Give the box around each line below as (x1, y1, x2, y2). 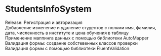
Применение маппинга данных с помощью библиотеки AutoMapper (5, 35, 149, 41)
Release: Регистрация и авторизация (5, 19, 83, 25)
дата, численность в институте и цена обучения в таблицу (5, 30, 129, 36)
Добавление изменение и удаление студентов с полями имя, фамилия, (5, 24, 157, 30)
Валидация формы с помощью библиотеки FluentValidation (5, 45, 130, 51)
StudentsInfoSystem (5, 3, 92, 15)
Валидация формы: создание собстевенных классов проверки (5, 40, 138, 46)
